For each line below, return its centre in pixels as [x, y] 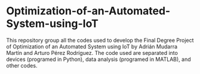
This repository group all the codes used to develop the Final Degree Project [100, 40]
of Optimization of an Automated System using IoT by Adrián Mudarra [92, 47]
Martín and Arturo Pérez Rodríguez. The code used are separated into [92, 53]
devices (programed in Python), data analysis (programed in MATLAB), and [99, 59]
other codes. [22, 65]
